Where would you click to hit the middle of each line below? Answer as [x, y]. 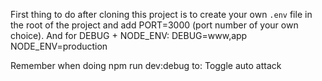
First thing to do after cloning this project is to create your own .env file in [161, 14]
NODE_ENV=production [59, 46]
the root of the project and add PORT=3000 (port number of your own [154, 25]
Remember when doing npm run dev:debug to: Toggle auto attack [146, 65]
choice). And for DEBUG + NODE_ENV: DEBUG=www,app [129, 35]
